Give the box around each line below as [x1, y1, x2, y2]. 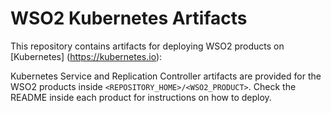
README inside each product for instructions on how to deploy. [10, 91, 272, 103]
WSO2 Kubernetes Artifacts [10, 7, 248, 30]
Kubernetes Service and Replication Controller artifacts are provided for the [10, 70, 322, 82]
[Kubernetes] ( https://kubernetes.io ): [10, 50, 163, 62]
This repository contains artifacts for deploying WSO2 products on [10, 40, 285, 52]
